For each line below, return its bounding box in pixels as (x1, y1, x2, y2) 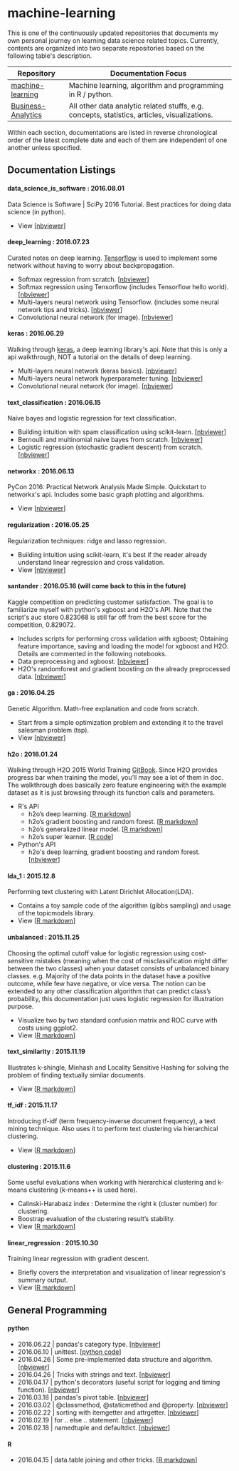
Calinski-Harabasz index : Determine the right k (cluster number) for (17, 1200, 218, 1208)
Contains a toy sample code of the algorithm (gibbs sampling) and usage (17, 901, 231, 910)
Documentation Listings (7, 164, 116, 176)
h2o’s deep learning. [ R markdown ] (28, 810, 132, 818)
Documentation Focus (110, 68, 187, 78)
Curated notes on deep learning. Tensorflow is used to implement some (7, 253, 218, 262)
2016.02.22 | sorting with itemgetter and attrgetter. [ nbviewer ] (17, 1408, 199, 1417)
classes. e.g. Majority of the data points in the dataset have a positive (7, 971, 211, 980)
